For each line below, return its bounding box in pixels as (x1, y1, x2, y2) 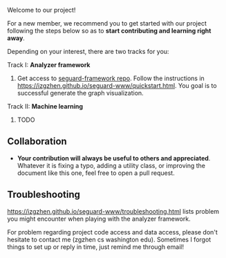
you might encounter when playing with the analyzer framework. (7, 214, 191, 223)
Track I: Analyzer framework (7, 61, 91, 68)
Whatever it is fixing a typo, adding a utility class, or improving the (17, 161, 206, 169)
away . (7, 34, 26, 42)
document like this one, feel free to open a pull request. (17, 169, 175, 177)
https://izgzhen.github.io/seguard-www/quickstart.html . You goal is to (17, 82, 217, 89)
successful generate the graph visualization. (17, 89, 144, 97)
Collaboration (7, 136, 67, 147)
